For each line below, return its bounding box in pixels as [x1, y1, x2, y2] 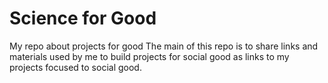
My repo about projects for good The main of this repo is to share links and [9, 40, 319, 52]
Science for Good [9, 7, 157, 30]
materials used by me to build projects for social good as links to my [9, 50, 290, 62]
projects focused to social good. [9, 61, 142, 73]
